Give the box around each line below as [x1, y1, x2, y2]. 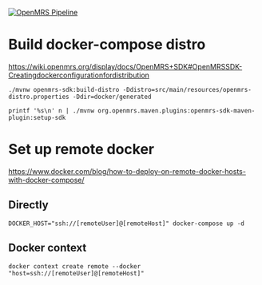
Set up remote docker [8, 141, 155, 159]
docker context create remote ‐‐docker [8, 262, 141, 271]
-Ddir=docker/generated [72, 93, 152, 101]
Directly [8, 198, 50, 212]
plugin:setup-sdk [8, 113, 66, 121]
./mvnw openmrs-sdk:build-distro [8, 85, 120, 93]
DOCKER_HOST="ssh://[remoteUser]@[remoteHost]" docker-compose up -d [8, 220, 245, 228]
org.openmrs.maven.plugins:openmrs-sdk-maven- [97, 106, 256, 115]
